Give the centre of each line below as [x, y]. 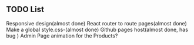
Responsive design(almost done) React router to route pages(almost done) [96, 23]
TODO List [25, 10]
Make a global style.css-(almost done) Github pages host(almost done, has [97, 29]
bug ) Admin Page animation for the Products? [62, 35]
